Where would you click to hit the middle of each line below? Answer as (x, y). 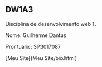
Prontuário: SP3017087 (33, 46)
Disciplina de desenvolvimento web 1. (51, 24)
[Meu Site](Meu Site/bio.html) (41, 58)
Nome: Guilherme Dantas (36, 35)
